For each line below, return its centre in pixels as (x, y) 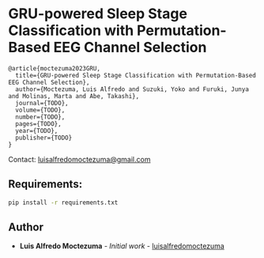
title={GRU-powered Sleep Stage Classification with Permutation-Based (136, 75)
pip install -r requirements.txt (63, 203)
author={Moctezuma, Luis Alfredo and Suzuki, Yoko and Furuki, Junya (132, 89)
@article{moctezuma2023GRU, (55, 68)
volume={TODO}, (40, 110)
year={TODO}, (37, 131)
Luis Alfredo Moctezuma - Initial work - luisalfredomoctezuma (122, 246)
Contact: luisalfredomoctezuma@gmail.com (79, 159)
